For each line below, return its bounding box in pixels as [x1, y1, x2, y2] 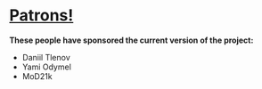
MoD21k [21, 70, 53, 81]
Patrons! [9, 5, 74, 26]
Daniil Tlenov [21, 52, 70, 62]
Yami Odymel [21, 61, 71, 72]
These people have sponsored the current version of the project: [9, 35, 254, 45]
